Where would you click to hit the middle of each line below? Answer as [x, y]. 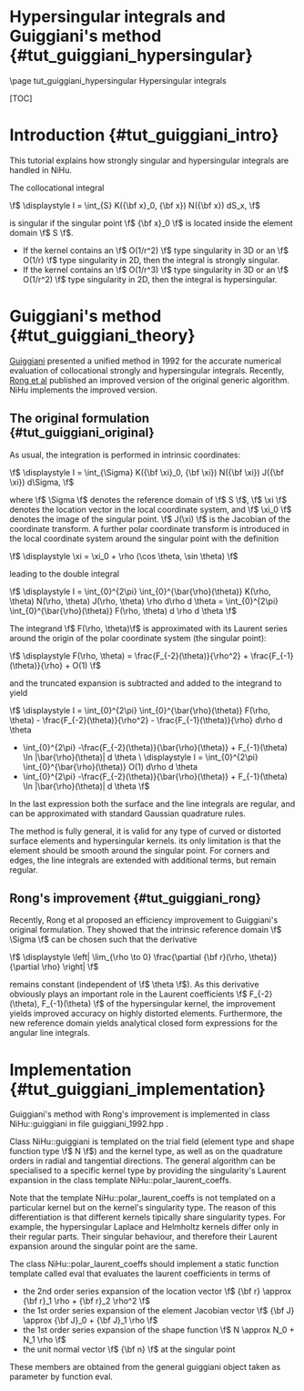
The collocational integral [57, 188]
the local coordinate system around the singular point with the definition [144, 538]
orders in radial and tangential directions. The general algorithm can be [142, 1161]
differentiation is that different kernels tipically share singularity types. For [148, 1217]
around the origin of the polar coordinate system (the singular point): [138, 638]
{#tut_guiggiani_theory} [102, 336]
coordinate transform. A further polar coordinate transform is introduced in [149, 528]
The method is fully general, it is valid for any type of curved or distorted [146, 831]
